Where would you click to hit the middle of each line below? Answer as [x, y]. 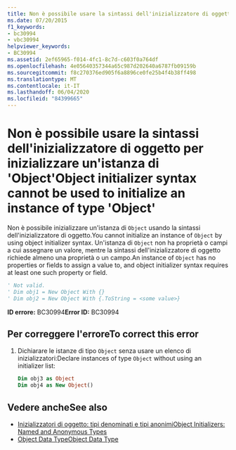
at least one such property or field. [57, 272]
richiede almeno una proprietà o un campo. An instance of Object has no [112, 257]
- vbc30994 [23, 40]
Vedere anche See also [57, 407]
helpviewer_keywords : [39, 46]
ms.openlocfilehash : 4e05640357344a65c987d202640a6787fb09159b [102, 66]
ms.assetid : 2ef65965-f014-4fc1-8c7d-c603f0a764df [83, 60]
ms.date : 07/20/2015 [38, 20]
